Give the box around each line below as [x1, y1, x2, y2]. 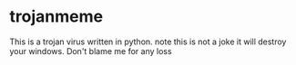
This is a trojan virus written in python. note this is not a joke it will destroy [9, 36, 287, 47]
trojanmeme [9, 6, 103, 27]
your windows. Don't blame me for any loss [9, 45, 172, 56]
